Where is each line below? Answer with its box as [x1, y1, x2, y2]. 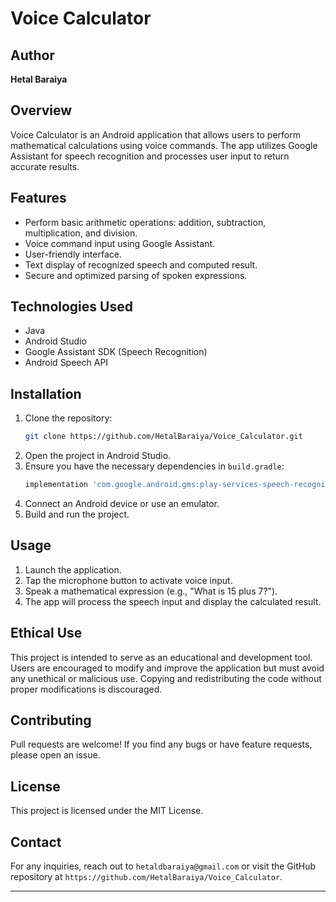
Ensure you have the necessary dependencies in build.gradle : [24, 460, 285, 472]
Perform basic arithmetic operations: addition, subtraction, [24, 216, 267, 228]
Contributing [10, 712, 92, 729]
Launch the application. [24, 563, 122, 576]
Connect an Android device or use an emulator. [24, 498, 220, 509]
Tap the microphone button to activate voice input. [24, 574, 233, 586]
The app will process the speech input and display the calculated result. [24, 595, 322, 607]
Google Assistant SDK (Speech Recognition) [24, 346, 208, 358]
